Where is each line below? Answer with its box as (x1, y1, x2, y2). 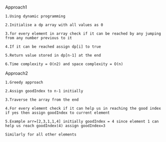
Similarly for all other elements (5, 132, 77, 137)
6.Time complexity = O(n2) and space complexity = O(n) (5, 62, 123, 67)
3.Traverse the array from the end (5, 97, 79, 102)
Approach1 (5, 4, 27, 10)
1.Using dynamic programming (5, 14, 66, 19)
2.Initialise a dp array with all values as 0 (5, 22, 103, 27)
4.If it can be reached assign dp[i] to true (5, 44, 101, 49)
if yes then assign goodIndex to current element (5, 110, 110, 115)
